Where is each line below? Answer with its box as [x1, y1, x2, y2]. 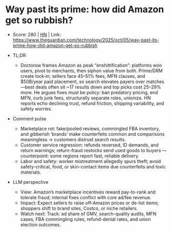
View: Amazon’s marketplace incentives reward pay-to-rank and [20, 188, 156, 195]
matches [145, 78, 165, 85]
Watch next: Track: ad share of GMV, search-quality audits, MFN [20, 210, 157, 217]
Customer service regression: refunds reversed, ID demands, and [20, 142, 159, 148]
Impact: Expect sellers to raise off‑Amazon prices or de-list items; [20, 200, 159, 206]
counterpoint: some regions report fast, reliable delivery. [20, 153, 140, 159]
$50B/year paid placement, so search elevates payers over [20, 78, 145, 85]
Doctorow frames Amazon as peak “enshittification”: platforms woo [20, 62, 162, 68]
